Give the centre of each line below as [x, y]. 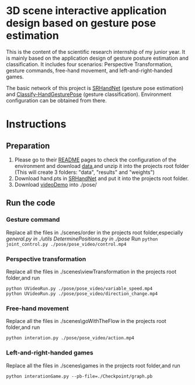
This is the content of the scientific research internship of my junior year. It [96, 51]
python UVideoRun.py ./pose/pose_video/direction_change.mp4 [82, 294]
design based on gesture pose [81, 23]
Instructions [36, 124]
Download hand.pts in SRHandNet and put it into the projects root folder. [102, 178]
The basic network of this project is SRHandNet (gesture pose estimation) [95, 88]
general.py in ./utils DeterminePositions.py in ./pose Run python [82, 239]
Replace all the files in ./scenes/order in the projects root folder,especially [95, 232]
